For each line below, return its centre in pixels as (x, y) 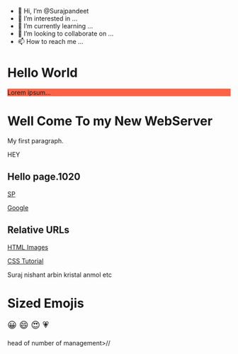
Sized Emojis (46, 303)
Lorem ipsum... (29, 92)
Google (18, 208)
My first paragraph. (35, 140)
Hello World (42, 73)
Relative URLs (38, 230)
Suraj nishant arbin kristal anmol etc (59, 275)
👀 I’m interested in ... (47, 18)
